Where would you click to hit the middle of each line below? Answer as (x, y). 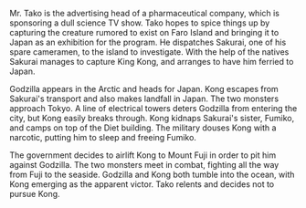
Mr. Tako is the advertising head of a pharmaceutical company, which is (145, 13)
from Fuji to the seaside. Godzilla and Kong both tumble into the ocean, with (152, 174)
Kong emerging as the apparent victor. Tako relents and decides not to (142, 184)
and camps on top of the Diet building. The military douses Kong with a (143, 128)
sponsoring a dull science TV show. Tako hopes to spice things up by (140, 23)
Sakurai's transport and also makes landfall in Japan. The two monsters (144, 99)
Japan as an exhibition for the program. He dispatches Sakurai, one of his (148, 42)
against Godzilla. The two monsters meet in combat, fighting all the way (144, 165)
